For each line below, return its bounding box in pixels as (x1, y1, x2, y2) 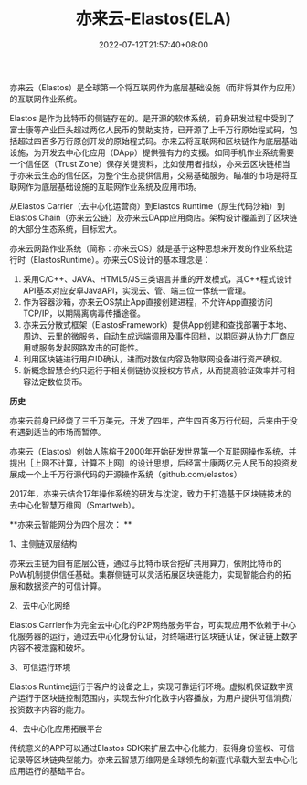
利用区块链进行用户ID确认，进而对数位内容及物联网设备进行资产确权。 (22, 353, 288, 364)
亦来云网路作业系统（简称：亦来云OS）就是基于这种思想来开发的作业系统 (9, 243, 285, 254)
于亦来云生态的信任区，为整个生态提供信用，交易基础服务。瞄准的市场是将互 (9, 170, 298, 181)
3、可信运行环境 (9, 661, 71, 672)
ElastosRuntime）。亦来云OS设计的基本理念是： (33, 254, 211, 265)
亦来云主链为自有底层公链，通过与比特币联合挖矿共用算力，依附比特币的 (9, 558, 281, 569)
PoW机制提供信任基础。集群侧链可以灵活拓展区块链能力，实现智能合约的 (9, 569, 283, 580)
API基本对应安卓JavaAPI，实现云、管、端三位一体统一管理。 (22, 285, 251, 296)
